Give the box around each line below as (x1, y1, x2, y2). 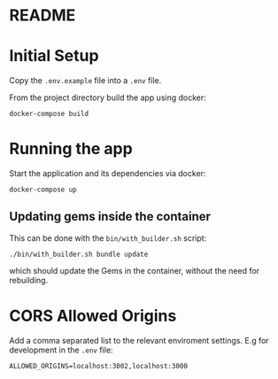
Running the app (9, 139, 133, 159)
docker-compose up (9, 185, 77, 195)
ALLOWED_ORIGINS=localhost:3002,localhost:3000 (9, 361, 189, 370)
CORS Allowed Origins (9, 306, 177, 326)
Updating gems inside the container (9, 209, 211, 224)
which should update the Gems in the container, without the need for (9, 265, 259, 275)
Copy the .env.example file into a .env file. (9, 75, 162, 86)
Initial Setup (9, 46, 99, 66)
